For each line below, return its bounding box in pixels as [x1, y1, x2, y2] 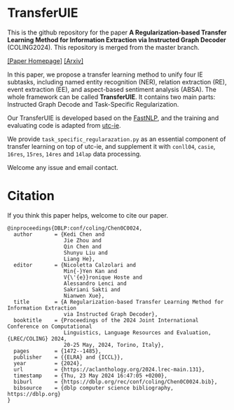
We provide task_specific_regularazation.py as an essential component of [7, 135, 226, 143]
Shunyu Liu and [63, 249, 109, 256]
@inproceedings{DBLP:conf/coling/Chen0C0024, [7, 225, 142, 232]
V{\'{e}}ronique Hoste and [63, 274, 142, 281]
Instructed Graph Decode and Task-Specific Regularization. [7, 100, 179, 108]
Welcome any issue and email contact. [7, 163, 119, 171]
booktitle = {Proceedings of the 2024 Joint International [13, 317, 199, 324]
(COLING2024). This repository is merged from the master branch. [7, 43, 200, 51]
